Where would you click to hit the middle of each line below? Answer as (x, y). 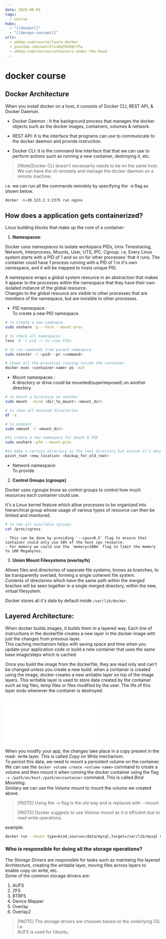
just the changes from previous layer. (43, 639)
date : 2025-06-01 (23, 10)
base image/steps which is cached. (41, 654)
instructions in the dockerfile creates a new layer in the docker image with (80, 633)
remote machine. (34, 176)
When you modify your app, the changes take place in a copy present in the (82, 751)
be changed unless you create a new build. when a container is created (78, 669)
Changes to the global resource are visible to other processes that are (76, 293)
